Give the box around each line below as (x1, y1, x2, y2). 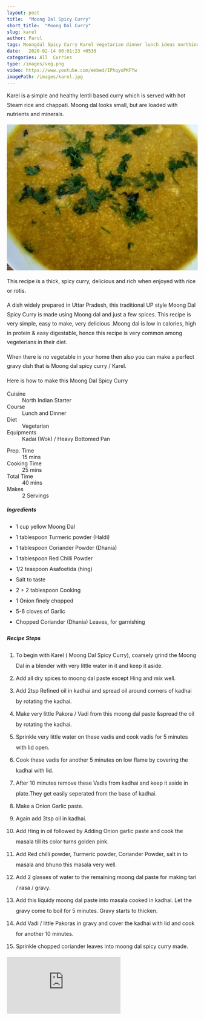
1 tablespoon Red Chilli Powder (15, 555, 93, 562)
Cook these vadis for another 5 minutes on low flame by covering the (15, 756, 188, 763)
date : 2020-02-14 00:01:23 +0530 (7, 48, 97, 54)
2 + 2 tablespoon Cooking (15, 587, 81, 594)
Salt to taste (15, 576, 46, 583)
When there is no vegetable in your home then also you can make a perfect (7, 353, 194, 360)
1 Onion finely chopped (15, 597, 74, 604)
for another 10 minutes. (15, 930, 74, 938)
